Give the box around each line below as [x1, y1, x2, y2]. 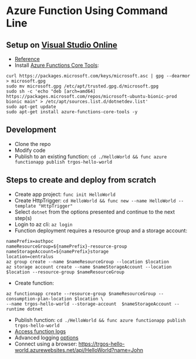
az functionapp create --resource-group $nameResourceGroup [6, 290, 157, 297]
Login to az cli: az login [14, 221, 73, 228]
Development [6, 125, 57, 135]
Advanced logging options [14, 334, 79, 341]
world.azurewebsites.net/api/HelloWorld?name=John [14, 346, 144, 353]
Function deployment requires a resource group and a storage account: [14, 227, 188, 234]
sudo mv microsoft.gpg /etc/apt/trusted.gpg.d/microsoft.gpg [6, 83, 159, 89]
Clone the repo [14, 140, 51, 147]
